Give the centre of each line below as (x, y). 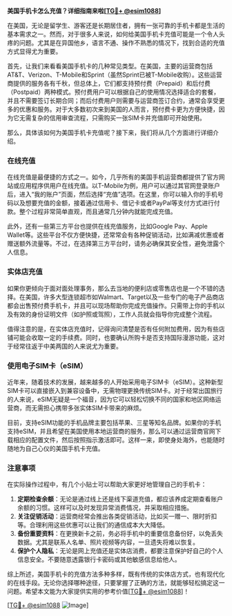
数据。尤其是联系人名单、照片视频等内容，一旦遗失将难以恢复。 (108, 542)
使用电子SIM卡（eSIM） (47, 365)
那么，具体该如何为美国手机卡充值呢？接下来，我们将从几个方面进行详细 (110, 133)
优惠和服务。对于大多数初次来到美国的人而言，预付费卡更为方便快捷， (119, 109)
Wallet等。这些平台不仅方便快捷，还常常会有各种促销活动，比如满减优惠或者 (116, 235)
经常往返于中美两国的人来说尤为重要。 (67, 346)
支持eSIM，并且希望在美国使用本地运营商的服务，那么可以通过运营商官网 (111, 431)
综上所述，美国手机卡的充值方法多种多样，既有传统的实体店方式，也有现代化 (116, 574)
